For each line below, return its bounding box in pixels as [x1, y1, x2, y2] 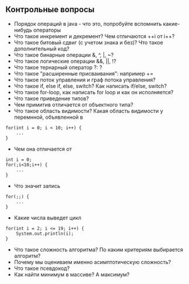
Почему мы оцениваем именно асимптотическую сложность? [13, 258, 171, 265]
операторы [33, 26, 61, 33]
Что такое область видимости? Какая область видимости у [13, 107, 163, 114]
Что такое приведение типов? [13, 95, 89, 102]
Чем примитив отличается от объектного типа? [13, 101, 133, 108]
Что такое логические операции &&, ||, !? [13, 57, 116, 64]
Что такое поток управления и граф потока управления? [13, 76, 156, 83]
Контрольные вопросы [5, 5, 95, 15]
